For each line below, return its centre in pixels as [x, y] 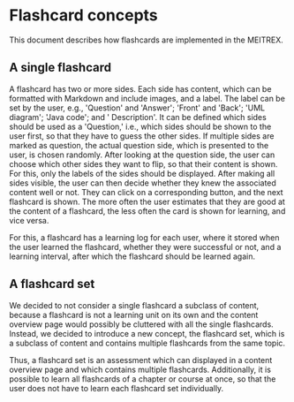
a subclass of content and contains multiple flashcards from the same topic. [147, 343]
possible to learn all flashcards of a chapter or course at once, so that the [143, 379]
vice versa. [29, 220]
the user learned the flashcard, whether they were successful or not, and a [145, 247]
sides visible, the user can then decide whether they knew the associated [143, 183]
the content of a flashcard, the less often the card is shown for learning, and [147, 211]
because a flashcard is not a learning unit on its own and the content [134, 315]
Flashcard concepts [84, 15]
